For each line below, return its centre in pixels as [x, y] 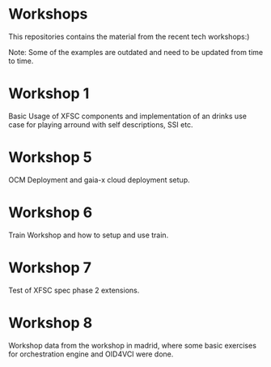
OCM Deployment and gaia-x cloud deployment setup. [99, 180]
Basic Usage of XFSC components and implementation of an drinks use [127, 116]
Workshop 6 [51, 212]
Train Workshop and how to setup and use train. [89, 235]
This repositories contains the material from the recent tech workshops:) [129, 36]
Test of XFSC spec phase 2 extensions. [74, 290]
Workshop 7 [50, 267]
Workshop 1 [49, 94]
